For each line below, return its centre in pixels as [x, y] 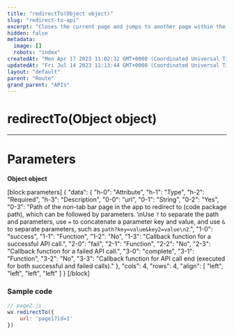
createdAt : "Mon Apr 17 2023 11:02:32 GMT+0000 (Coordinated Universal [113, 59]
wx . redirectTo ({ [31, 312]
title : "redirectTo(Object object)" [60, 14]
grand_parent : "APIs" [39, 85]
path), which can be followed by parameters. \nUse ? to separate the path [113, 214]
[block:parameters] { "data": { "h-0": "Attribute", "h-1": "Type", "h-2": [106, 193]
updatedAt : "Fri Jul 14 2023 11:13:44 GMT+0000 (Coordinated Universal [113, 65]
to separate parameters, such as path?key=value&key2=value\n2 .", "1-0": [110, 229]
